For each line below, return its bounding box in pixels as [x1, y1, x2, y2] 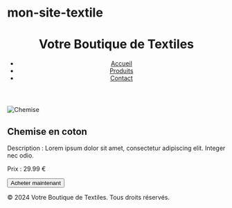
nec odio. [7, 151, 35, 160]
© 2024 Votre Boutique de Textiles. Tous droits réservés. [7, 193, 170, 201]
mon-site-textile [7, 5, 104, 21]
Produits [109, 67, 134, 75]
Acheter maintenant [10, 179, 61, 187]
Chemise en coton [7, 126, 88, 138]
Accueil [110, 59, 133, 68]
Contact [109, 74, 133, 82]
